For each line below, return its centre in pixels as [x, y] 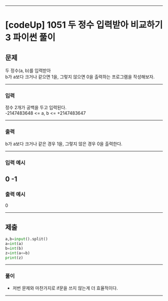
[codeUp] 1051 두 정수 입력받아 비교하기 [84, 25]
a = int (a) [14, 243]
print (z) [14, 258]
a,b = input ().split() [27, 239]
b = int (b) [14, 248]
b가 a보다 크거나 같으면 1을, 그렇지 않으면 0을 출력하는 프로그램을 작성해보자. [80, 77]
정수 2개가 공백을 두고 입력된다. [36, 108]
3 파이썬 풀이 [30, 38]
